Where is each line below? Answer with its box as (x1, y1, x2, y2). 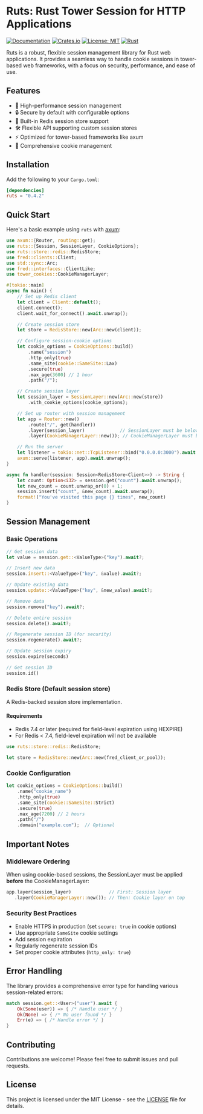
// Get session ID (6, 665, 53, 671)
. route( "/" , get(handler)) (28, 422, 96, 428)
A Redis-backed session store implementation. (6, 698, 123, 705)
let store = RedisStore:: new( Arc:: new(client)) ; (17, 327, 142, 333)
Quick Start (6, 210, 50, 220)
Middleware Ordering (6, 857, 71, 866)
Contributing (6, 1039, 56, 1050)
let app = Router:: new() (17, 416, 80, 422)
